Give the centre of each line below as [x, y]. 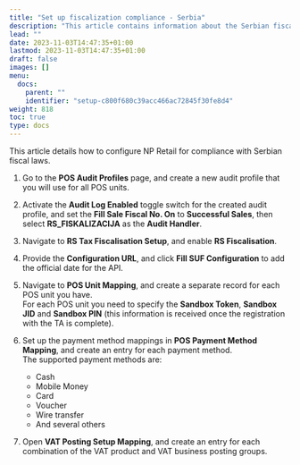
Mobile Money [62, 386]
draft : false [33, 59]
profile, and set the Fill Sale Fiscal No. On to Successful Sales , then [148, 214]
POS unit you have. [57, 295]
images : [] [29, 68]
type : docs [29, 126]
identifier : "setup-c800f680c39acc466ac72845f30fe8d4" [129, 101]
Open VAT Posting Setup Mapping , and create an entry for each [141, 442]
